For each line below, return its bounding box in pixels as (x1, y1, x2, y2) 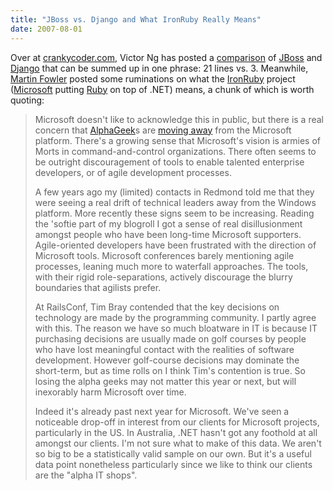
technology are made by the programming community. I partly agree (34, 311, 317, 323)
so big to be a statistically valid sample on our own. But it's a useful (34, 447, 312, 460)
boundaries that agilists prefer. (34, 281, 162, 293)
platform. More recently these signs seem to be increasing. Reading (34, 207, 315, 219)
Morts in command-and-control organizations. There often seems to (34, 145, 317, 157)
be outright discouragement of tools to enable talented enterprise (34, 156, 305, 168)
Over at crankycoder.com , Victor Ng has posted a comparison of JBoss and (10, 51, 323, 63)
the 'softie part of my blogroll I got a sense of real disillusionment (34, 217, 303, 230)
